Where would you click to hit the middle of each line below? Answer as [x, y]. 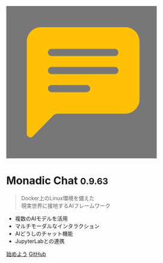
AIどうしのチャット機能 [44, 233]
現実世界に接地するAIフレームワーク [66, 206]
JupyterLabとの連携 [40, 241]
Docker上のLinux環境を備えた [58, 198]
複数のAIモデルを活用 [41, 218]
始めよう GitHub [26, 254]
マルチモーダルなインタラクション [57, 226]
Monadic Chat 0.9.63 [57, 181]
